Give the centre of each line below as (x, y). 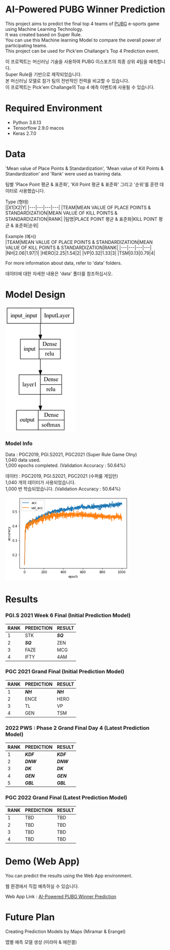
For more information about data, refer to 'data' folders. (63, 263)
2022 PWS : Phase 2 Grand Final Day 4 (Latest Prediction (77, 728)
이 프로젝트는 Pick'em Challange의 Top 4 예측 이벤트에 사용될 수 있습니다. (80, 87)
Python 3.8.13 (27, 122)
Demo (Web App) (42, 861)
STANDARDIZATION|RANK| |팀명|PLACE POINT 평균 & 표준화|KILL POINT (81, 219)
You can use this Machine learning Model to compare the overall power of (83, 40)
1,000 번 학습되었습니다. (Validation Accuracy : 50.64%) (63, 489)
